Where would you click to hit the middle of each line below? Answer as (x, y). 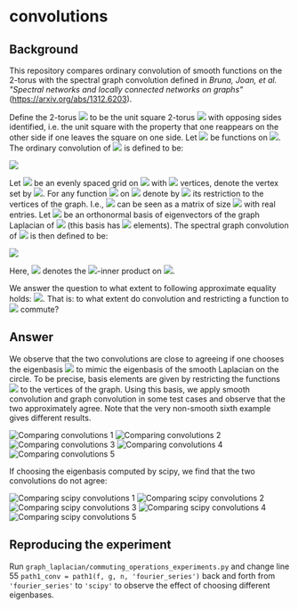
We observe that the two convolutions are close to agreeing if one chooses (147, 359)
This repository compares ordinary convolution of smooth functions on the (146, 70)
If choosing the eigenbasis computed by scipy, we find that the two (132, 471)
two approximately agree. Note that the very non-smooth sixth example (140, 408)
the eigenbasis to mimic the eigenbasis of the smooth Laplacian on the (144, 369)
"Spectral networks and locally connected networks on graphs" (126, 89)
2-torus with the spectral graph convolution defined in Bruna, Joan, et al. (143, 80)
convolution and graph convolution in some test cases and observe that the (148, 399)
